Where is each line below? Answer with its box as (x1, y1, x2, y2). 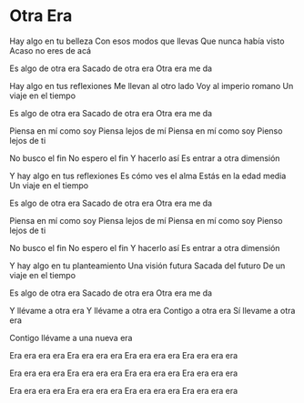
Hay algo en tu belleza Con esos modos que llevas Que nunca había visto (9, 35, 285, 46)
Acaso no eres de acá (9, 45, 92, 55)
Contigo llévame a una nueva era (9, 332, 133, 343)
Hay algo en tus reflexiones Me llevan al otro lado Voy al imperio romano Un (9, 80, 294, 91)
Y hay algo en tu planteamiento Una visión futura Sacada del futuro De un (9, 260, 286, 271)
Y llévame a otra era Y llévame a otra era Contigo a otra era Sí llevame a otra (9, 305, 296, 316)
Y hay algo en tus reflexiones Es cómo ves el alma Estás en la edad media (9, 170, 287, 181)
